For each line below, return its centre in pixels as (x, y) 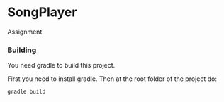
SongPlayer (42, 12)
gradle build (27, 92)
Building (22, 50)
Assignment (25, 32)
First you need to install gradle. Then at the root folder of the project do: (112, 79)
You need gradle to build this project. (61, 65)
